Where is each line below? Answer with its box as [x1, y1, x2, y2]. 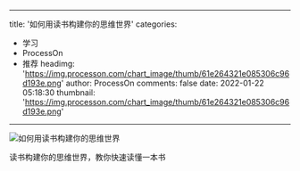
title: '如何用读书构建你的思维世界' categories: [9, 19, 178, 29]
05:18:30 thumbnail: [21, 87, 96, 98]
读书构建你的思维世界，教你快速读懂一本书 [9, 152, 166, 162]
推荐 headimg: [21, 59, 76, 69]
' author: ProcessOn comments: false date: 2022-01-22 [61, 77, 265, 88]
